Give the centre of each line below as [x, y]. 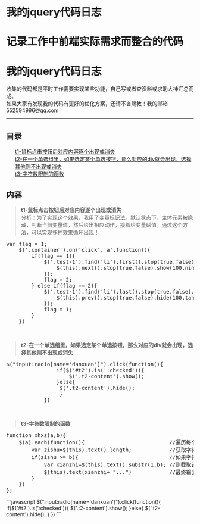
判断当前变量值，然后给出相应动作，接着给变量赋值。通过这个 [107, 224]
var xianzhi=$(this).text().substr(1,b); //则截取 [118, 464]
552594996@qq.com [32, 110]
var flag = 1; [27, 244]
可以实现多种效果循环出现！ [65, 232]
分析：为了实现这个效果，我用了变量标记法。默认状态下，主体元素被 [104, 217]
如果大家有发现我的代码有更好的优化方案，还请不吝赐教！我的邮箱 [87, 104]
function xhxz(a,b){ [36, 435]
